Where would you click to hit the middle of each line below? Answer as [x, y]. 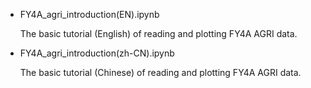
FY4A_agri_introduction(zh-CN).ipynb [97, 53]
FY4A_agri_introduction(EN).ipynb [89, 14]
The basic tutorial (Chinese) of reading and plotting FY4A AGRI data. [160, 72]
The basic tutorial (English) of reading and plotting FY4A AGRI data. [158, 33]
